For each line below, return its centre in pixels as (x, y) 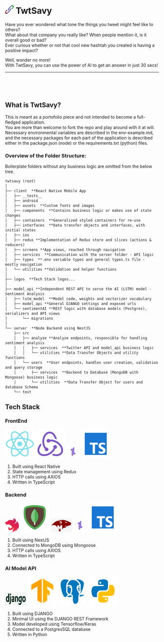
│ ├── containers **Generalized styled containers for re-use (73, 221)
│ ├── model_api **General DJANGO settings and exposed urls (71, 304)
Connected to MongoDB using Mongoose (54, 545)
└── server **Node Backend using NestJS (48, 329)
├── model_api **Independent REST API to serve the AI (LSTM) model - (78, 289)
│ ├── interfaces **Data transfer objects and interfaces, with (75, 226)
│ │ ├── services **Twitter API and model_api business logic (84, 348)
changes (13, 216)
